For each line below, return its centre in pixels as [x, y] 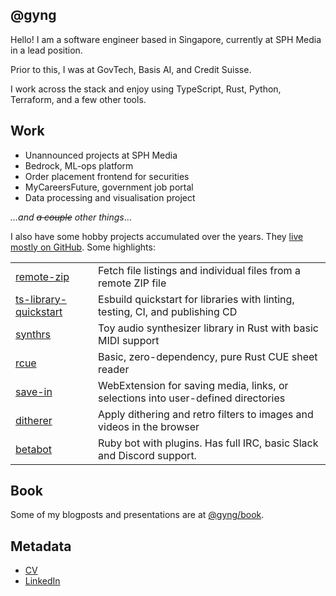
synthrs [33, 334]
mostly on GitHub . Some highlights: [83, 247]
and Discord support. [147, 455]
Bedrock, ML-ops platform [79, 165]
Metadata [41, 546]
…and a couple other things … [71, 217]
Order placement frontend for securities [107, 176]
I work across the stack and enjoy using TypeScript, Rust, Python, [146, 89]
